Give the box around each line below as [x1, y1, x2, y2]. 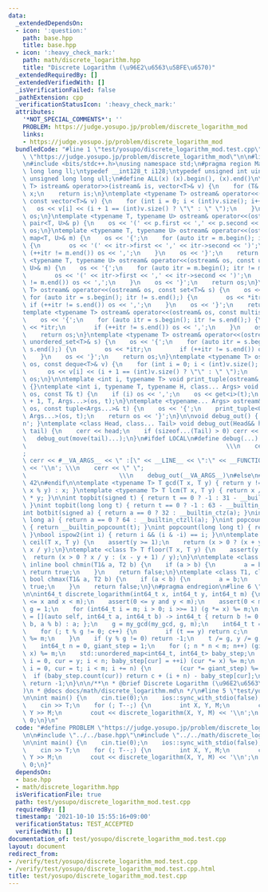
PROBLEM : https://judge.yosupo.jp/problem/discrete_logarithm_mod [22, 123, 248, 131]
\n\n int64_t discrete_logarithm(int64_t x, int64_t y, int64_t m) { [22, 590, 255, 598]
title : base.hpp [22, 41, 77, 49]
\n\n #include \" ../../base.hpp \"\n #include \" [22, 731, 180, 739]
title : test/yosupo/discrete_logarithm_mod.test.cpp [8, 872, 187, 880]
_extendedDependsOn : [15, 19, 84, 27]
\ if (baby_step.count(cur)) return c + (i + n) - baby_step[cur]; [22, 672, 255, 680]
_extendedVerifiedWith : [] [15, 78, 105, 86]
